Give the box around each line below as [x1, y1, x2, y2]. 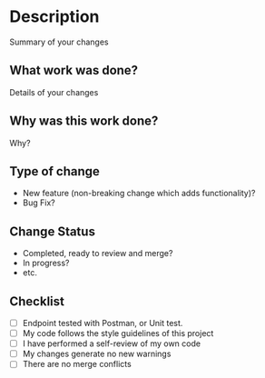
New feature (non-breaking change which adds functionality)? [22, 188, 256, 199]
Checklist [9, 293, 65, 309]
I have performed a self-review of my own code [22, 338, 201, 349]
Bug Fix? [22, 197, 56, 208]
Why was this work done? [9, 114, 159, 129]
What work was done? [9, 63, 139, 78]
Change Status [9, 224, 95, 239]
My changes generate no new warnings [22, 348, 172, 360]
